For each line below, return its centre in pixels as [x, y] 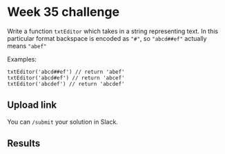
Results [24, 143]
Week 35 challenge [63, 12]
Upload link [32, 105]
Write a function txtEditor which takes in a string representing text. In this [113, 31]
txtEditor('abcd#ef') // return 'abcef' [66, 78]
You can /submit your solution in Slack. [63, 122]
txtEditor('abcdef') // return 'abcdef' [66, 84]
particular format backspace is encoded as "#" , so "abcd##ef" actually [107, 38]
